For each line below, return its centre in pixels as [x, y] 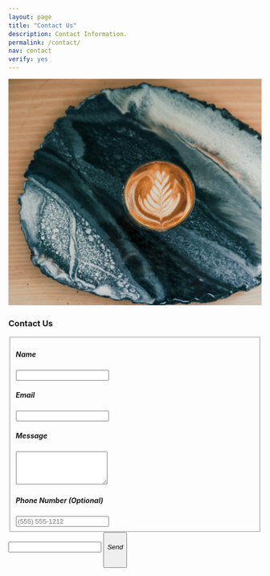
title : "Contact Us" [43, 25]
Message [32, 436]
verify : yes [28, 59]
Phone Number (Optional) [59, 500]
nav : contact [30, 51]
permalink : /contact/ [45, 43]
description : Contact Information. [68, 34]
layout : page [30, 17]
